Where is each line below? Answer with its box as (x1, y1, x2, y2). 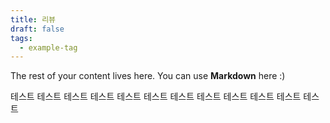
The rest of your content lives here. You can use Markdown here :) (10, 70, 286, 82)
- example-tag (19, 42, 78, 53)
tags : (10, 33, 33, 43)
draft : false (10, 24, 65, 34)
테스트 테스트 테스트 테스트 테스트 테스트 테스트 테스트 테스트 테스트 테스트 (10, 91, 302, 103)
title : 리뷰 (10, 14, 57, 25)
